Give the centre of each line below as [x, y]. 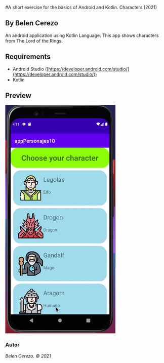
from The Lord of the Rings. [34, 41]
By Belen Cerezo [32, 23]
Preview [18, 96]
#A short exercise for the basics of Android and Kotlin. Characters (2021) [81, 7]
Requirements [28, 57]
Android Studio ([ [30, 69]
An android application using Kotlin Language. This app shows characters [82, 35]
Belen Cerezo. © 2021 [28, 356]
